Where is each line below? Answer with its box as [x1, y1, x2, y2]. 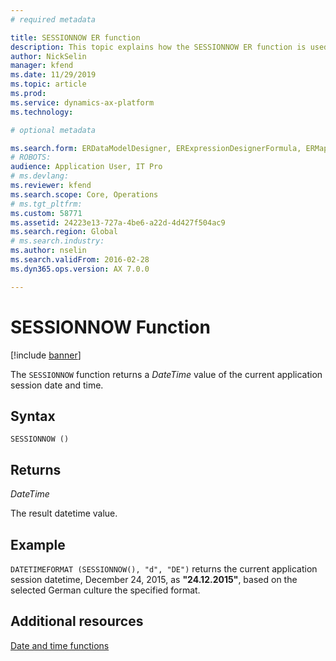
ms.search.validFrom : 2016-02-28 [10, 255, 150, 265]
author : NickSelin [10, 51, 87, 61]
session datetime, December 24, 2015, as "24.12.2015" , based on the [10, 574, 298, 585]
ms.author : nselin [10, 246, 87, 256]
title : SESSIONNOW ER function [10, 32, 141, 43]
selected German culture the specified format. [10, 584, 201, 596]
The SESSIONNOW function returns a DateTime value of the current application [10, 368, 323, 380]
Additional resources [10, 613, 144, 630]
